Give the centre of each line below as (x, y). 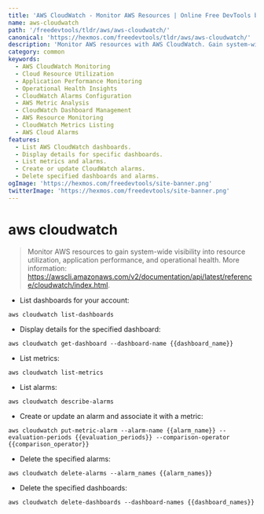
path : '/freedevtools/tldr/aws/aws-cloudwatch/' (89, 30)
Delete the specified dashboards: (73, 487)
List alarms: (38, 387)
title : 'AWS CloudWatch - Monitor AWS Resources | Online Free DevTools (130, 15)
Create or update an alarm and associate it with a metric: (111, 416)
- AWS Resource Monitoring (59, 118)
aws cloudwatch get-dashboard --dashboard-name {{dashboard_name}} (121, 343)
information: (47, 268)
